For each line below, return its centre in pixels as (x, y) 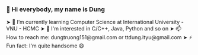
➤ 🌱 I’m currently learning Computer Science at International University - (95, 22)
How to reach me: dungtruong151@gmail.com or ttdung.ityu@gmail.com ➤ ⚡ (99, 37)
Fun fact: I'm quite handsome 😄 (45, 46)
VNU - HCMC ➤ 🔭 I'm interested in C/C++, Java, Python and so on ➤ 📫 (94, 29)
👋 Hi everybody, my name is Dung (56, 9)
